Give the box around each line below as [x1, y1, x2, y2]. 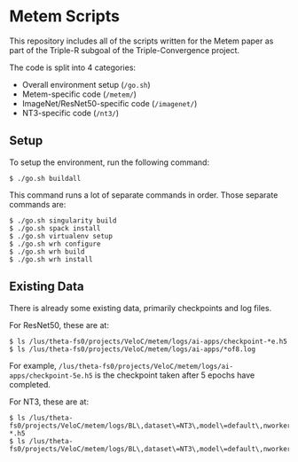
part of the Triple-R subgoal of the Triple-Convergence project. [9, 44, 239, 55]
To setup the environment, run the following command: [9, 157, 210, 168]
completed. [9, 379, 51, 389]
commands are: [9, 199, 67, 209]
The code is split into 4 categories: [9, 62, 136, 73]
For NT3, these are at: [9, 396, 90, 407]
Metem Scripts [9, 6, 120, 27]
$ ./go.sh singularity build [9, 215, 117, 225]
